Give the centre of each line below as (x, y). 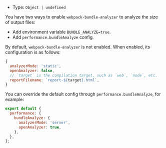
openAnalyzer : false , (32, 70)
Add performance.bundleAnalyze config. (53, 37)
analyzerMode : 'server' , (44, 122)
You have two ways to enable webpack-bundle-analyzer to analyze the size (82, 17)
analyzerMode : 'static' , (35, 66)
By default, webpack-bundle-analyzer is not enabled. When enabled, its (78, 47)
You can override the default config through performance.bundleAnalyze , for (83, 94)
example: (14, 99)
